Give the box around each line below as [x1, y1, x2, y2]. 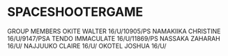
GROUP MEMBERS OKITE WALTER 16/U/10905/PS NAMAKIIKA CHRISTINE [7, 27, 221, 35]
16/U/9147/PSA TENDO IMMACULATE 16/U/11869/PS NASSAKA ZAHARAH [7, 34, 221, 42]
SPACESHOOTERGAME [7, 4, 144, 20]
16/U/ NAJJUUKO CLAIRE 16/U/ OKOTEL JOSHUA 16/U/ [7, 41, 167, 50]
